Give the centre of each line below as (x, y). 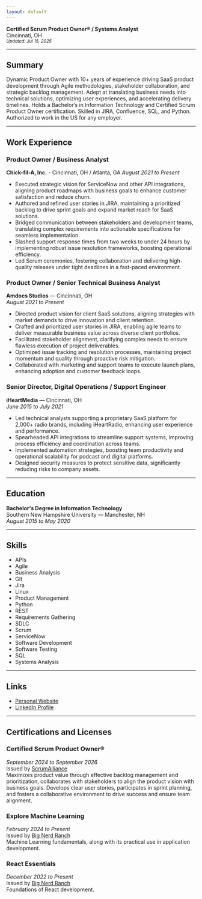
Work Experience (39, 142)
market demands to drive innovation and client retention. (85, 320)
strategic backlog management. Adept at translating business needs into (96, 92)
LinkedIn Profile (34, 707)
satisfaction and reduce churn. (53, 197)
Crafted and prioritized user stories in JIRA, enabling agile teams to (98, 327)
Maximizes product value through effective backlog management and (92, 775)
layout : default (26, 12)
